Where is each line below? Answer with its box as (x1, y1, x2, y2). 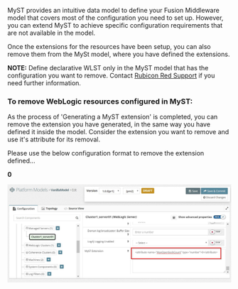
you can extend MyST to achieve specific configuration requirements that (7, 21, 223, 29)
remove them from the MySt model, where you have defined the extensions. (7, 50, 230, 58)
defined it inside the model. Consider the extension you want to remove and (7, 128, 229, 136)
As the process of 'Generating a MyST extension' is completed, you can (7, 113, 218, 121)
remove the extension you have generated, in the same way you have (7, 120, 211, 129)
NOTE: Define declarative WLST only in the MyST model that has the (7, 64, 209, 72)
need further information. (7, 79, 82, 87)
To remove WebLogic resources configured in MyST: (7, 96, 193, 106)
